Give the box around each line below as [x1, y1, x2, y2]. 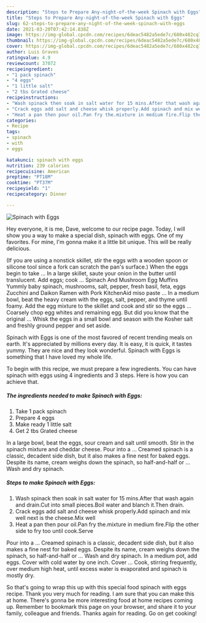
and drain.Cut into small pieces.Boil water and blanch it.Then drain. [15, 501, 185, 508]
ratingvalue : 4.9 [6, 55, 51, 61]
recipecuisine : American [6, 168, 70, 175]
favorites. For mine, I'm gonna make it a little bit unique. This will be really [6, 238, 192, 245]
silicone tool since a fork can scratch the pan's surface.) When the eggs [6, 263, 189, 270]
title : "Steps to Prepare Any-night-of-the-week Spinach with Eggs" [6, 15, 185, 21]
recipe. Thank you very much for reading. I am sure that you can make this [6, 590, 195, 597]
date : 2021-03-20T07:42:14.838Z [6, 26, 89, 32]
